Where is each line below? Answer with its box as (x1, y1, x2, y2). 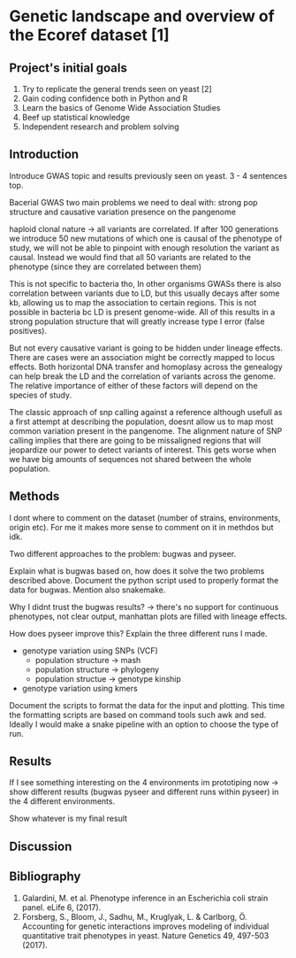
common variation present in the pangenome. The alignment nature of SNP (9, 425, 283, 436)
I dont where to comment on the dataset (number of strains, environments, (9, 512, 281, 523)
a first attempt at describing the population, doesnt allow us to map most (9, 416, 274, 427)
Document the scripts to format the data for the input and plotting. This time (9, 699, 285, 710)
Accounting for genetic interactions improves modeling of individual (21, 921, 269, 931)
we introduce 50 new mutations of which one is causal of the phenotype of (9, 233, 283, 243)
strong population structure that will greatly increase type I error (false (9, 316, 265, 327)
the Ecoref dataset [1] (9, 25, 170, 45)
